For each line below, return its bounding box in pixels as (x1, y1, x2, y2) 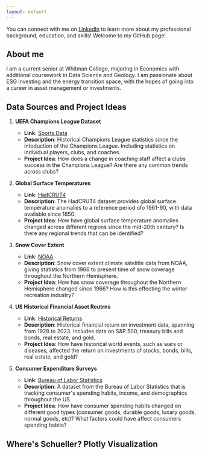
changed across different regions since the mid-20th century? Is (24, 224, 185, 231)
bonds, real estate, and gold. (24, 334, 95, 341)
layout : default (6, 8, 47, 15)
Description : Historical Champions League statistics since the (24, 136, 178, 143)
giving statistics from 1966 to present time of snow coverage (24, 266, 175, 273)
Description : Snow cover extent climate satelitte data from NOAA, (24, 260, 188, 267)
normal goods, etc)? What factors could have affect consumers (24, 415, 181, 422)
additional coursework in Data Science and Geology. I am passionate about (6, 72, 193, 79)
